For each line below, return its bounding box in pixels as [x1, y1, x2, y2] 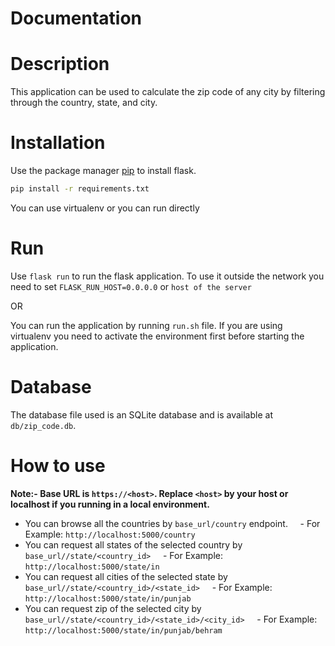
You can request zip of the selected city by [24, 602, 202, 614]
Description [10, 53, 110, 76]
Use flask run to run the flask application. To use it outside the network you [10, 270, 325, 282]
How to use [10, 455, 106, 477]
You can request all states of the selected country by [24, 538, 243, 551]
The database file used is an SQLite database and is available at [10, 408, 273, 421]
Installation [10, 132, 106, 154]
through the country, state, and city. [10, 97, 158, 109]
